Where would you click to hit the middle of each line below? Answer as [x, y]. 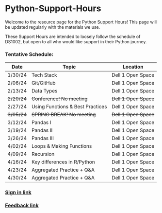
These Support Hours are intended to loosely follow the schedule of [73, 36]
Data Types [44, 91]
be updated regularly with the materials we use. [53, 27]
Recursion [43, 154]
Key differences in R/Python [63, 162]
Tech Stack [44, 75]
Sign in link [18, 193]
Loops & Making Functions [62, 146]
